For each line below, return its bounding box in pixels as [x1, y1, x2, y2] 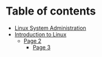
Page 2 [23, 37, 42, 44]
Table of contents [5, 4, 97, 18]
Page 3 [32, 44, 51, 51]
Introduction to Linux [14, 30, 67, 38]
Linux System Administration [14, 24, 86, 32]
